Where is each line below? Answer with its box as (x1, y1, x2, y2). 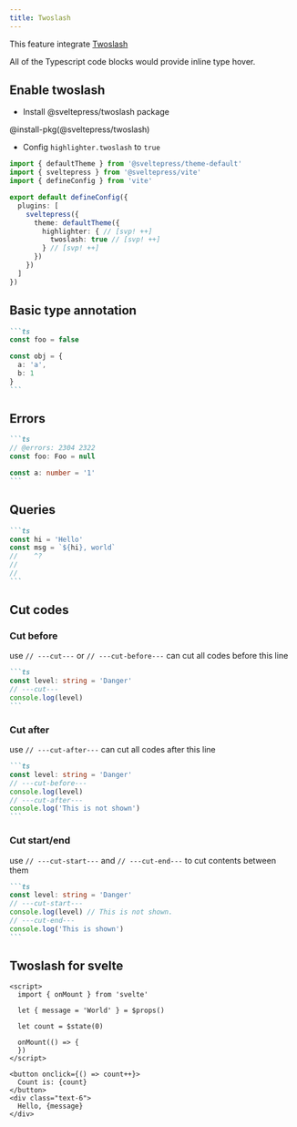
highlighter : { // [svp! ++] (42, 227, 153, 236)
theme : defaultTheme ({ (33, 218, 120, 228)
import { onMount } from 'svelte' (17, 990, 148, 999)
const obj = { (9, 352, 64, 361)
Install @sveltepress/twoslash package (22, 107, 170, 118)
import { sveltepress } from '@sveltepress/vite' (9, 168, 202, 178)
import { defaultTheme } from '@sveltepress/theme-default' (9, 159, 243, 169)
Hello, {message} (17, 1101, 84, 1112)
